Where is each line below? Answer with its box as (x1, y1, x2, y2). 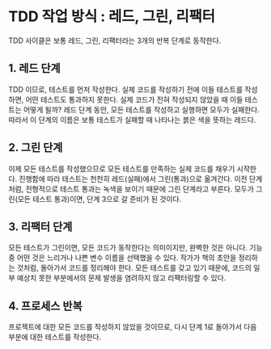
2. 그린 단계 (8, 141, 63, 154)
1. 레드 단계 (8, 61, 61, 75)
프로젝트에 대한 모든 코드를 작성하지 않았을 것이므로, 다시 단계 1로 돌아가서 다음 (8, 322, 257, 332)
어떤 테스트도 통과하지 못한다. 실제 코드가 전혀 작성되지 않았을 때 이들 (25, 95, 243, 104)
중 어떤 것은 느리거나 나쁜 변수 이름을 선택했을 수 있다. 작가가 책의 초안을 (8, 253, 237, 263)
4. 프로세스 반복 (8, 299, 83, 313)
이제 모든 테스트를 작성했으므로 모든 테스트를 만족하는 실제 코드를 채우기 (8, 163, 235, 174)
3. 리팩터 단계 (8, 220, 73, 233)
